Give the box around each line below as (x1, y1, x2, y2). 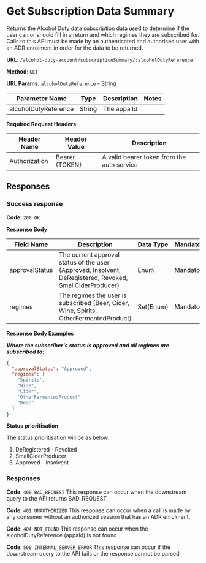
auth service (102, 161, 138, 169)
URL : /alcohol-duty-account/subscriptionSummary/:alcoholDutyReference (6, 56, 193, 63)
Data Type (137, 240, 169, 249)
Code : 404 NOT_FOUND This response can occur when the (6, 525, 148, 532)
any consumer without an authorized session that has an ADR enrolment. (6, 513, 191, 520)
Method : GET (6, 67, 39, 75)
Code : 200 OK (6, 213, 40, 221)
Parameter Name (16, 94, 67, 102)
